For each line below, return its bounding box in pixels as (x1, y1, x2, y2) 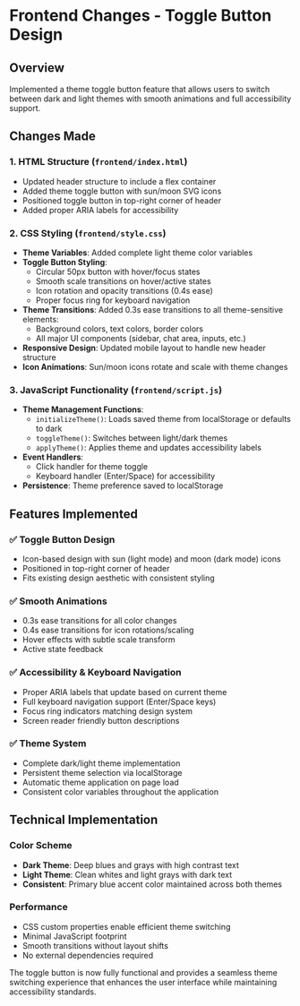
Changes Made (9, 129, 96, 144)
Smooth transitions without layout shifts (21, 940, 168, 950)
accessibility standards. (9, 986, 97, 997)
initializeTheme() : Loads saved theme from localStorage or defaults (35, 414, 291, 425)
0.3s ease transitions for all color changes (21, 615, 177, 626)
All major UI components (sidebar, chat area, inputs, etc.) (35, 332, 246, 343)
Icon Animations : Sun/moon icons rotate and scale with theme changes (21, 361, 288, 372)
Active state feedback (21, 644, 104, 655)
